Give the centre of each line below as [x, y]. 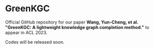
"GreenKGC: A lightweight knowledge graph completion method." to [77, 27]
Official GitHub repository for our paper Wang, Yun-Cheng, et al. [72, 22]
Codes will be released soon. [35, 42]
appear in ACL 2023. [26, 32]
